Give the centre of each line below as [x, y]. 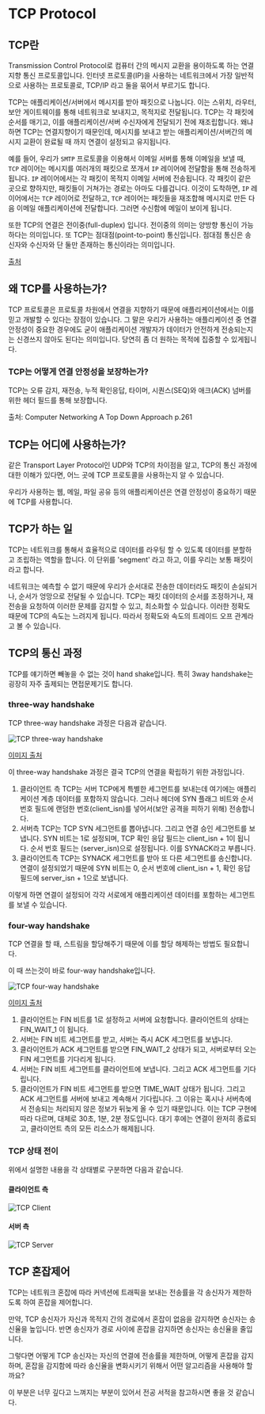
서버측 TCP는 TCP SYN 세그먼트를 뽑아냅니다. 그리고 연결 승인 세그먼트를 [133, 828]
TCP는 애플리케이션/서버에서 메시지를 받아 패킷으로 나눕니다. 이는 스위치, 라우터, [132, 102]
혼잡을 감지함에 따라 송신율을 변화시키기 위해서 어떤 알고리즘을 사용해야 [135, 1365]
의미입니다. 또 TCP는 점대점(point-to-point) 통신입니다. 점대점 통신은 [136, 235]
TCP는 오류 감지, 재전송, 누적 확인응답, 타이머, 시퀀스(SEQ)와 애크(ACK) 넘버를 [130, 391]
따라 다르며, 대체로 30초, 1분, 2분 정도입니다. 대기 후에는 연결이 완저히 [127, 1119]
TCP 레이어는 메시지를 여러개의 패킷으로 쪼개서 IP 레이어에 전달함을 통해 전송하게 [132, 168]
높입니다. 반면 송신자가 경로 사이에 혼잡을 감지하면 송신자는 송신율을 [134, 1328]
